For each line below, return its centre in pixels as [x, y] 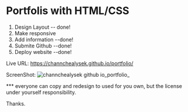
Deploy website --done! [43, 52]
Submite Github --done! [43, 46]
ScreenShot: [21, 74]
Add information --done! [44, 39]
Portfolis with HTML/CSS [68, 11]
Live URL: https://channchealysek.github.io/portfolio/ [70, 63]
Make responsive [35, 33]
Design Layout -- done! [43, 27]
